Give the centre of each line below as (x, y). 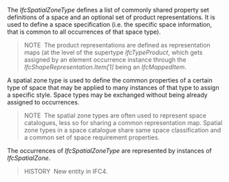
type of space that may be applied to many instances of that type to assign (113, 88)
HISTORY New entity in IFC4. (66, 171)
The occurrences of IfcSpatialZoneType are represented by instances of (109, 151)
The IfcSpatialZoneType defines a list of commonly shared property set (108, 10)
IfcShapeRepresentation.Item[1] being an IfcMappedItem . (105, 67)
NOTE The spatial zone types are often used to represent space (115, 115)
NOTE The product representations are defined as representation (117, 45)
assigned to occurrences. (43, 102)
